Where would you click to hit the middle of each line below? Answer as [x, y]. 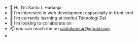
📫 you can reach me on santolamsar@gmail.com [60, 29]
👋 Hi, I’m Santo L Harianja [35, 8]
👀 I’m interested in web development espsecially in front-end [71, 13]
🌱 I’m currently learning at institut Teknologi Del [58, 18]
